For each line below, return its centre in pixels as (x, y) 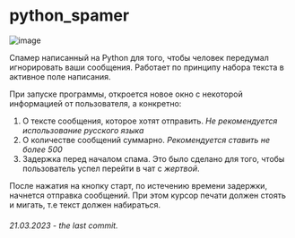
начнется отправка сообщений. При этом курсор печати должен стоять (148, 195)
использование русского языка (83, 130)
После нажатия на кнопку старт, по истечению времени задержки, (138, 185)
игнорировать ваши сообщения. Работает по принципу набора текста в (147, 67)
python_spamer (69, 16)
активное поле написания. (60, 76)
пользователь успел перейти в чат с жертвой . (111, 168)
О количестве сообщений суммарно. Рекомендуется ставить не (146, 140)
